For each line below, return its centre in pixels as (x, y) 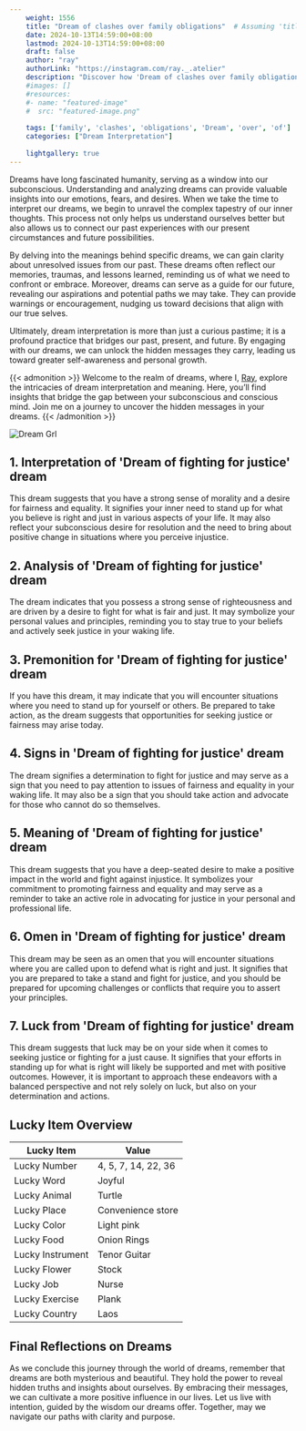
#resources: (48, 94)
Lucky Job (36, 1284)
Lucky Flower (43, 1270)
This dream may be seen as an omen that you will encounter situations (142, 958)
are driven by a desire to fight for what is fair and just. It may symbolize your (153, 612)
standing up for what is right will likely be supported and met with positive (148, 1068)
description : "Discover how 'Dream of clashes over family (140, 77)
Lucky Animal (43, 1196)
